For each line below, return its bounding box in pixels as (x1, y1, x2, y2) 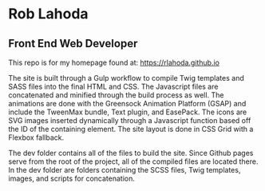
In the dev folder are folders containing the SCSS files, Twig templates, (8, 165, 241, 174)
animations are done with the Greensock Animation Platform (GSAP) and (8, 99, 247, 108)
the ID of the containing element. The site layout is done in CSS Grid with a (8, 125, 254, 133)
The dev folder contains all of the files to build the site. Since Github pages (8, 149, 254, 157)
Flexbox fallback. (8, 133, 65, 142)
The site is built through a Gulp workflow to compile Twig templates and (8, 74, 245, 82)
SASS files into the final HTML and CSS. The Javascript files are (8, 82, 219, 91)
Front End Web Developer (8, 37, 138, 50)
